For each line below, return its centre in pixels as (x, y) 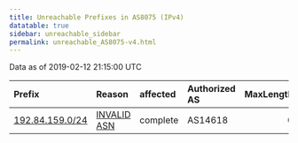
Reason (112, 94)
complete (159, 120)
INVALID (114, 115)
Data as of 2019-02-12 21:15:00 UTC (75, 67)
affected (158, 94)
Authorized (212, 89)
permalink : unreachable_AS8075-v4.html (83, 42)
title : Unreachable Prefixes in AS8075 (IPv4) (97, 17)
